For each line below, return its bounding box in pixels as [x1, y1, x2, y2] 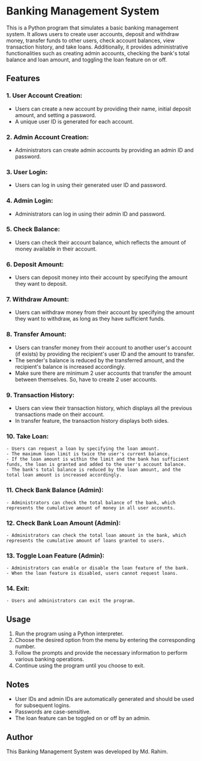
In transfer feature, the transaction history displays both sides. [14, 417, 169, 424]
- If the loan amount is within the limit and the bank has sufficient [6, 456, 189, 462]
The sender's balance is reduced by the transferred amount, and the [14, 356, 185, 364]
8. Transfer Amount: [6, 330, 67, 339]
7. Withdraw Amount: [6, 296, 69, 304]
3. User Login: [6, 168, 48, 176]
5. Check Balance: [6, 225, 60, 234]
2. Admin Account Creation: [6, 133, 89, 141]
